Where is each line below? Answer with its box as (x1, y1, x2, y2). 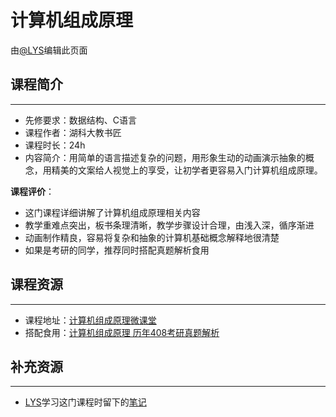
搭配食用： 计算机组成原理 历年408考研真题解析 (24, 326, 220, 338)
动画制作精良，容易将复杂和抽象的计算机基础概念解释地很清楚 (24, 231, 280, 243)
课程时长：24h (24, 139, 86, 151)
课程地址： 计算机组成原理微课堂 (24, 314, 157, 326)
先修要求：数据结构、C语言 (24, 114, 138, 126)
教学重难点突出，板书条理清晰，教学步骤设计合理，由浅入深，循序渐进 (24, 219, 315, 231)
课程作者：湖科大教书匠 (24, 126, 122, 138)
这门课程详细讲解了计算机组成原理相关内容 (24, 206, 201, 218)
